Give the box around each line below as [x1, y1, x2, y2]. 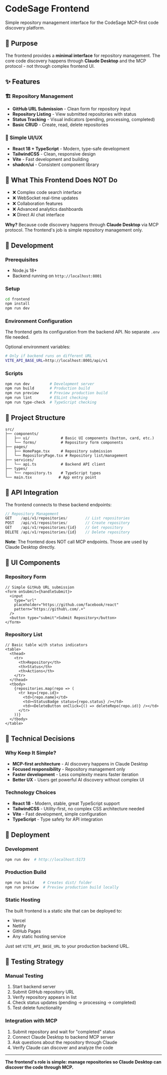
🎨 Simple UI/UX [5, 134, 43, 141]
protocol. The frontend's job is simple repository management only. [5, 227, 143, 233]
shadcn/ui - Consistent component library [12, 161, 99, 167]
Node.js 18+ [12, 268, 37, 274]
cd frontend [5, 297, 30, 302]
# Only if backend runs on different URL [5, 353, 92, 359]
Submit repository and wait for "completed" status [12, 1029, 116, 1035]
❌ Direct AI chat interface [12, 211, 65, 217]
